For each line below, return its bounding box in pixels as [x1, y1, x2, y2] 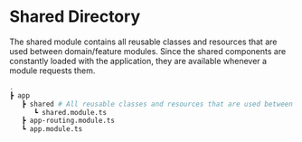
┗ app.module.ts [21, 125, 83, 134]
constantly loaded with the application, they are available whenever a [9, 55, 268, 66]
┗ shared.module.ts [33, 108, 107, 117]
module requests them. [9, 65, 96, 76]
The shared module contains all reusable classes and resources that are [9, 36, 278, 47]
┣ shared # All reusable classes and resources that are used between [21, 99, 294, 109]
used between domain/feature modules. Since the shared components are [9, 45, 287, 56]
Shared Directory [9, 6, 141, 27]
